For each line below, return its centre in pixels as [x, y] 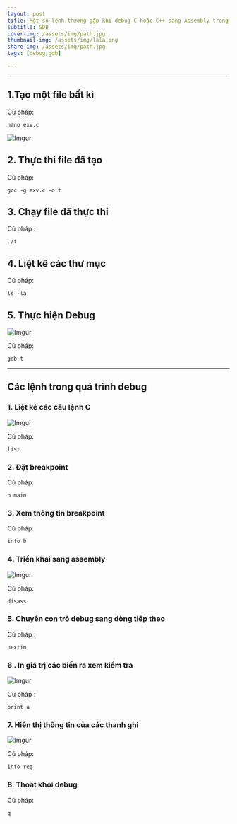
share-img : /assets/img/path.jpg [56, 47]
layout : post [26, 14]
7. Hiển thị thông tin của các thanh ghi [73, 725]
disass [17, 601]
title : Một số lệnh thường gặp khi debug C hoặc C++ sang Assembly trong [118, 21]
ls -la [17, 294]
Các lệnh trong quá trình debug [77, 387]
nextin [17, 647]
